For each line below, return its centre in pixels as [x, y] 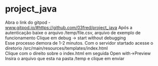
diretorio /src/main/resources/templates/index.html [56, 48]
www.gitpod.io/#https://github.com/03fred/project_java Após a [69, 27]
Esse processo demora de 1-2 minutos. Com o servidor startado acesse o [79, 43]
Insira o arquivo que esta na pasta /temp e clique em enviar [65, 58]
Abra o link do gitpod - [28, 22]
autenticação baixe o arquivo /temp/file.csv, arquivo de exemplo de [73, 33]
